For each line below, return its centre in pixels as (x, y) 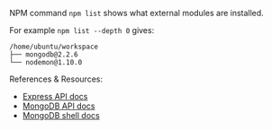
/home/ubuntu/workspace (54, 47)
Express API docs (55, 96)
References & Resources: (56, 79)
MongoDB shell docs (61, 115)
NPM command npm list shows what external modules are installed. (136, 13)
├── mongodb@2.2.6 (44, 55)
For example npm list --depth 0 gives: (82, 30)
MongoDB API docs (59, 106)
